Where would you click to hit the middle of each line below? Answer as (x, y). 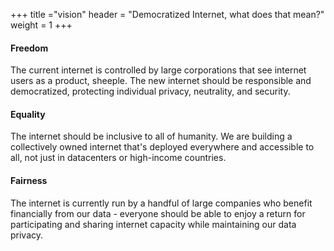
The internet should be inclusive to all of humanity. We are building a (151, 136)
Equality (28, 114)
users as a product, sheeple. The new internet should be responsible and (161, 81)
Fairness (29, 180)
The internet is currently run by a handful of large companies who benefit (161, 203)
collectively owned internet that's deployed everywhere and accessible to (162, 147)
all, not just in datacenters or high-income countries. (118, 158)
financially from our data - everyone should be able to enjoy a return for (158, 213)
